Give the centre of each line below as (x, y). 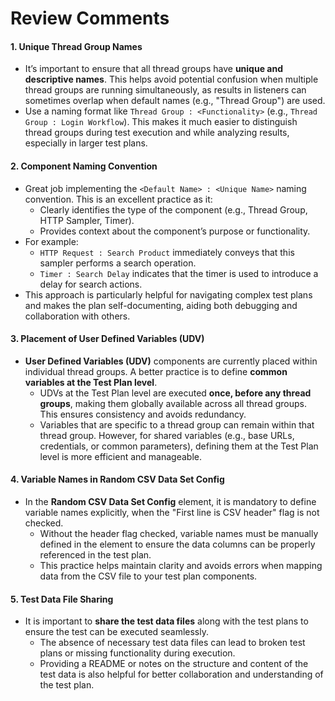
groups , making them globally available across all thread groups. (173, 403)
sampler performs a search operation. (118, 263)
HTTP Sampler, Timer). (87, 220)
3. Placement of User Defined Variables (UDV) (107, 339)
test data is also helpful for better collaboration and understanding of (181, 674)
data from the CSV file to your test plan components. (148, 576)
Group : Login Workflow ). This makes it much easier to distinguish (161, 122)
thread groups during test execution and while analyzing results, (157, 133)
